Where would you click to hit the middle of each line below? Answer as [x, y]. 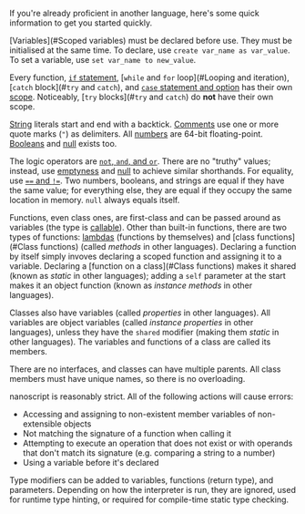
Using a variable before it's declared [91, 463]
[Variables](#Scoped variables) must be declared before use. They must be [151, 41]
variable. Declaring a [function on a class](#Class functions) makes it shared [153, 266]
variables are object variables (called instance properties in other [132, 322]
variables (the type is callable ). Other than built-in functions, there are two [148, 227]
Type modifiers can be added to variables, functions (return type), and [142, 480]
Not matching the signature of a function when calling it [127, 433]
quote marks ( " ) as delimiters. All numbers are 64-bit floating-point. [137, 134]
